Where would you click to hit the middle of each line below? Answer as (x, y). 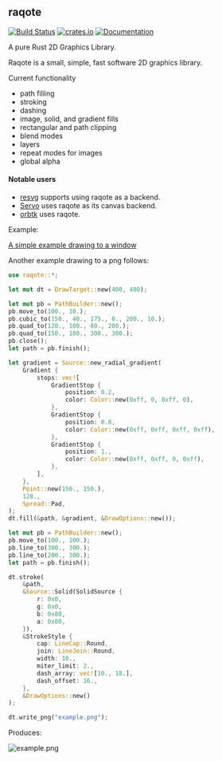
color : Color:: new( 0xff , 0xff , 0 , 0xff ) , (134, 459)
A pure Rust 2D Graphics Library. (62, 47)
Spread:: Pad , (44, 504)
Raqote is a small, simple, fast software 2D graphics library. (105, 62)
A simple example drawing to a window (72, 245)
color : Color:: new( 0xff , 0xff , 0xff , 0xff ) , (140, 429)
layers (30, 144)
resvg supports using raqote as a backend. (90, 197)
